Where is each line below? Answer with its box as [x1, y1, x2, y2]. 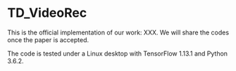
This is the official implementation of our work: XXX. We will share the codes [7, 28, 230, 37]
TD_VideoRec [7, 5, 87, 21]
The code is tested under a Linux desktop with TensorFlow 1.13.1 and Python [7, 49, 228, 58]
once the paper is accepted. [7, 35, 89, 44]
